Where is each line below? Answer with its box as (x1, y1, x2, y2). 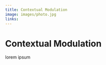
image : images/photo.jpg (5, 12, 56, 17)
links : (5, 16, 19, 21)
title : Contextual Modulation (5, 7, 68, 12)
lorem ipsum (5, 54, 31, 60)
